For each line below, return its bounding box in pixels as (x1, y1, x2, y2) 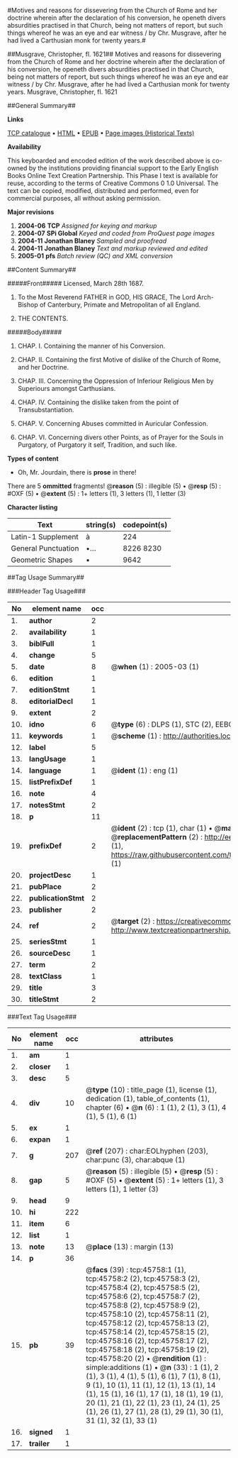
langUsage (29, 754, 67, 763)
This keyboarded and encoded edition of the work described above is (7, 156, 211, 165)
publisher (29, 905, 62, 915)
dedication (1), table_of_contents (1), (86, 1094, 210, 1103)
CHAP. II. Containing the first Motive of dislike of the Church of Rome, (17, 355, 221, 364)
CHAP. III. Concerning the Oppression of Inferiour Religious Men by (17, 377, 214, 385)
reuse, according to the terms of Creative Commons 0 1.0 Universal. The (7, 179, 219, 187)
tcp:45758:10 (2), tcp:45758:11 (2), (86, 1309, 210, 1319)
